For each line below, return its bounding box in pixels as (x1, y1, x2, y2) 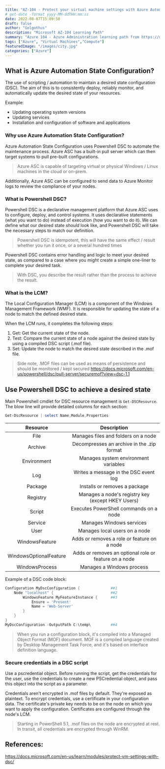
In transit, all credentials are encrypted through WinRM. (17, 726, 129, 732)
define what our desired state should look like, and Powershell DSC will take (5, 222, 159, 228)
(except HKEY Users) (89, 497, 139, 504)
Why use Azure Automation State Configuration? (5, 132, 124, 139)
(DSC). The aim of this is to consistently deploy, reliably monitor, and (5, 85, 144, 91)
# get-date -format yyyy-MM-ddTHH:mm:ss (5, 12, 89, 17)
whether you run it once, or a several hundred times (17, 242, 122, 248)
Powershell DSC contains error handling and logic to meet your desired (5, 252, 149, 257)
